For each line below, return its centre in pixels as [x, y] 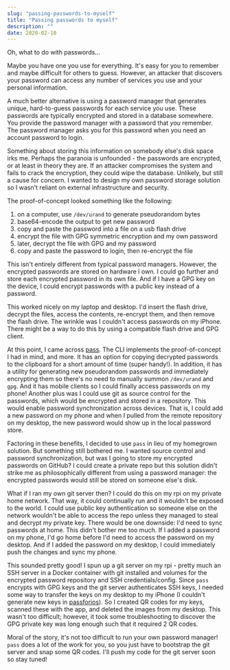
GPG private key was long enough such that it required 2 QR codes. [103, 624]
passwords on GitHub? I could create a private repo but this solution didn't [112, 465]
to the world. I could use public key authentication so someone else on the [112, 508]
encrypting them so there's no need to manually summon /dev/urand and [111, 379]
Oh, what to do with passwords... [54, 52]
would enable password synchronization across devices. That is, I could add [115, 408]
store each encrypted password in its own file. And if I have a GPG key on [111, 279]
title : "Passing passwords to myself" [62, 20]
